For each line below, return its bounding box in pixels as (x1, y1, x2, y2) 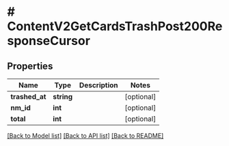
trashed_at (10, 92, 46, 101)
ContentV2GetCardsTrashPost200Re (7, 18, 223, 34)
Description (79, 81, 118, 89)
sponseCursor (7, 33, 91, 48)
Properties (7, 60, 53, 72)
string (53, 92, 73, 101)
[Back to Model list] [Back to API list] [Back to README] (7, 132, 164, 140)
